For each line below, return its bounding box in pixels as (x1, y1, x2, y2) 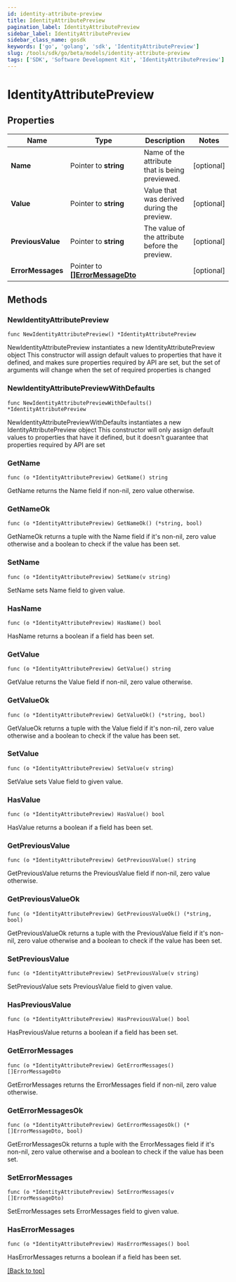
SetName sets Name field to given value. (7, 586, 125, 594)
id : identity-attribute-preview (7, 10, 102, 18)
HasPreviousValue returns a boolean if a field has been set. (7, 1028, 178, 1037)
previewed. (143, 173, 181, 183)
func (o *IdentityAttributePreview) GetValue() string (7, 666, 171, 673)
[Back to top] (7, 1266, 45, 1275)
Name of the (143, 147, 185, 157)
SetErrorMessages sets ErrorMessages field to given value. (7, 1207, 179, 1216)
